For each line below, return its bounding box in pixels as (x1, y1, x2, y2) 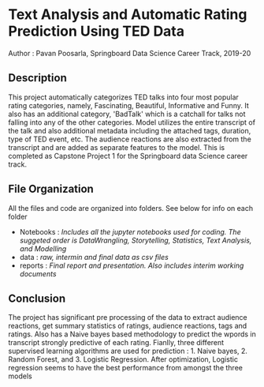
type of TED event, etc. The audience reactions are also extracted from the (8, 134, 252, 144)
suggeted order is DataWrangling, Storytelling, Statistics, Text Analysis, (19, 235, 252, 245)
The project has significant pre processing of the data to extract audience (8, 313, 247, 322)
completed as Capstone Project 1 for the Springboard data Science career (8, 151, 248, 160)
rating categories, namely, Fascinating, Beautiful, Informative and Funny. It (8, 100, 250, 110)
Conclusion (8, 291, 66, 305)
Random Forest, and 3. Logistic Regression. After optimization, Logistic (8, 355, 239, 364)
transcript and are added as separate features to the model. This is (8, 142, 225, 152)
